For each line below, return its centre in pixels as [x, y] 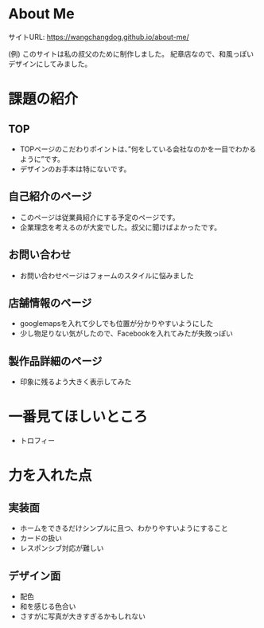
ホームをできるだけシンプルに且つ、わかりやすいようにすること [124, 528]
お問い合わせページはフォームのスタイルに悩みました [107, 275]
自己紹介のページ [50, 196]
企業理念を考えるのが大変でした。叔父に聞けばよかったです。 [120, 227]
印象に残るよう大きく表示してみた [76, 382]
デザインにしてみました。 [50, 64]
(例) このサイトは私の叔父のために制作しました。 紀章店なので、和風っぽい [131, 53]
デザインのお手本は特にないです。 [75, 169]
